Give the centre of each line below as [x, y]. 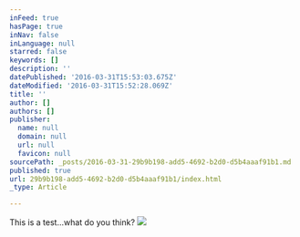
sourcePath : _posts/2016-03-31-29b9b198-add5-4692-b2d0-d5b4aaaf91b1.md [150, 162]
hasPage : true [36, 26]
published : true [40, 170]
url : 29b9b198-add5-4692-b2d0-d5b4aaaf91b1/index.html [116, 179]
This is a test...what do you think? [72, 222]
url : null [36, 145]
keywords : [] [34, 60]
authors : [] [32, 111]
